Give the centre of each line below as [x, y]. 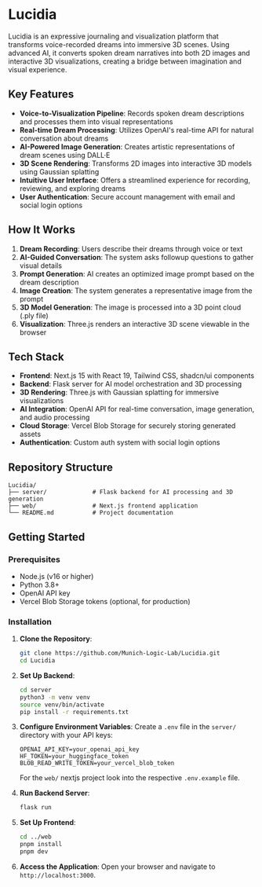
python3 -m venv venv [55, 697]
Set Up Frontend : [47, 823]
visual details [41, 266]
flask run [36, 808]
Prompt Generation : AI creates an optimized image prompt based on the [137, 273]
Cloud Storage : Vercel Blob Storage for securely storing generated [127, 426]
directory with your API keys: [66, 735]
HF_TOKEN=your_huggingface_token [74, 757]
